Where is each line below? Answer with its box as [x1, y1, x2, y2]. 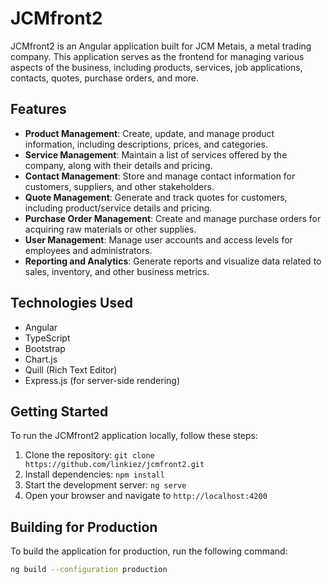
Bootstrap [24, 342, 66, 354]
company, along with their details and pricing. [24, 159, 213, 171]
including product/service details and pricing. [24, 202, 213, 214]
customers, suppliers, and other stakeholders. [24, 180, 215, 192]
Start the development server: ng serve [24, 479, 187, 491]
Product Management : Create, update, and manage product [24, 127, 275, 139]
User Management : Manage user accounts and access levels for [24, 233, 293, 246]
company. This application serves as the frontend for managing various [10, 50, 305, 62]
